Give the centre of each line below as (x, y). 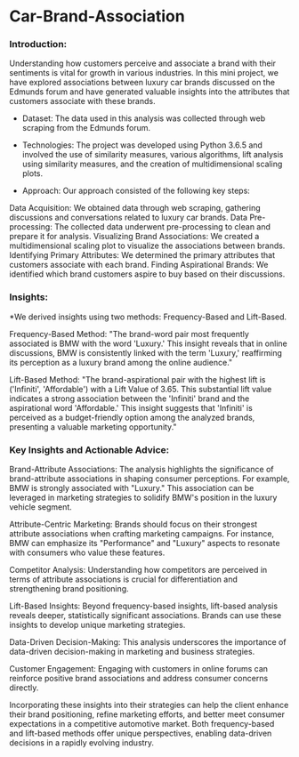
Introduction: (38, 44)
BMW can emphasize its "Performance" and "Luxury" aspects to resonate (145, 544)
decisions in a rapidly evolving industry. (81, 743)
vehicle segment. (41, 507)
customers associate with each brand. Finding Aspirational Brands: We (139, 265)
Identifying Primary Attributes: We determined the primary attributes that (142, 255)
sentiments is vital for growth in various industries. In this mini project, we (144, 73)
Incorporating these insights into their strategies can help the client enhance (149, 705)
